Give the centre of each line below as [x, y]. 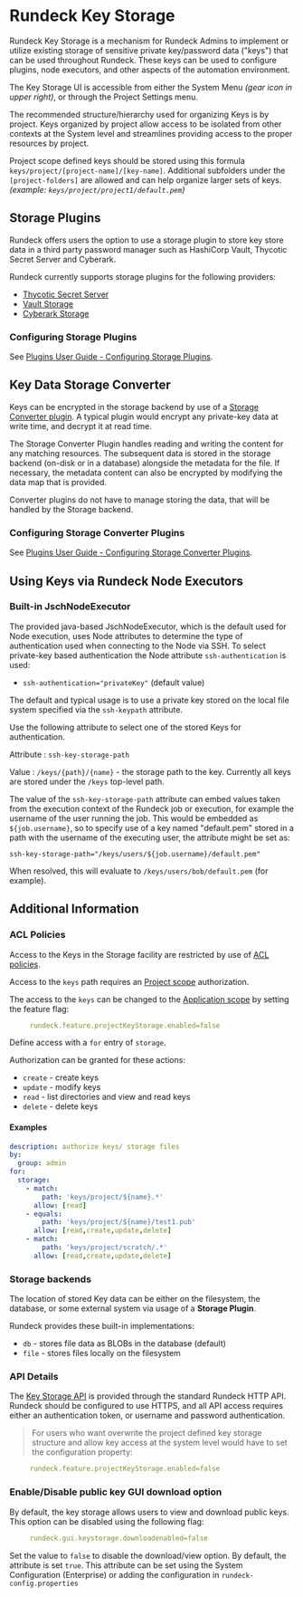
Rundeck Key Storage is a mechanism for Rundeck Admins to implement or [149, 41]
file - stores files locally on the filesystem [101, 1353]
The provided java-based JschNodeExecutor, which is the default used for [148, 626]
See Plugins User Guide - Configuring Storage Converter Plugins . [131, 552]
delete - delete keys [60, 1106]
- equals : [44, 1214]
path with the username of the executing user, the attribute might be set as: [150, 837]
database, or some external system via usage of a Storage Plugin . [133, 1308]
